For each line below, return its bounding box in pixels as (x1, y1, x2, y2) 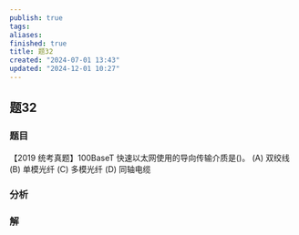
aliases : (9, 30, 43, 39)
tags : (9, 22, 30, 31)
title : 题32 (9, 47, 54, 56)
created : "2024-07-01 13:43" (9, 56, 120, 65)
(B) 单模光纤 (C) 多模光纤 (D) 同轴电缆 (9, 163, 151, 174)
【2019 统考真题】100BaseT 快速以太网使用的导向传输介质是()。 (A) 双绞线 (9, 152, 290, 163)
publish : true (9, 13, 64, 23)
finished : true (9, 38, 67, 48)
